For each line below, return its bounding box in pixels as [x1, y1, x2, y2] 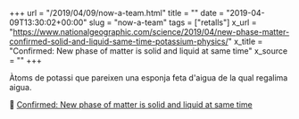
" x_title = [228, 36, 263, 47]
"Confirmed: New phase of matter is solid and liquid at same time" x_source [9, 46, 288, 56]
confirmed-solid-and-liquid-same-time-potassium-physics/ [9, 36, 229, 47]
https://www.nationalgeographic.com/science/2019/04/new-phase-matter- [12, 27, 290, 37]
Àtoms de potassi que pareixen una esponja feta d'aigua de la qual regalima [9, 72, 288, 83]
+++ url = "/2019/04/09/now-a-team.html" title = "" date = [9, 8, 225, 18]
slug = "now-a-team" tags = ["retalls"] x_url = [88, 17, 257, 28]
